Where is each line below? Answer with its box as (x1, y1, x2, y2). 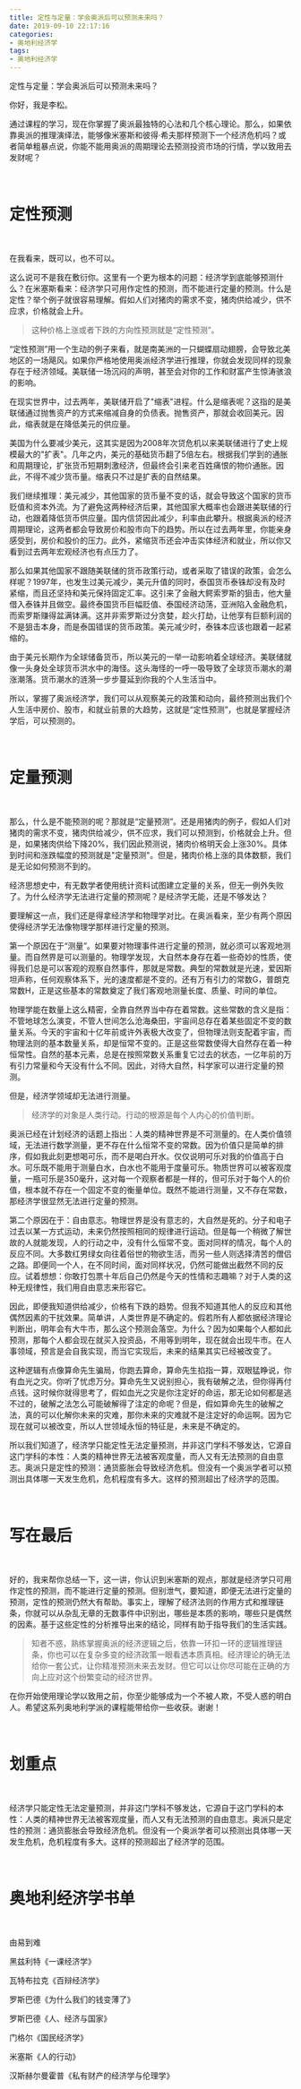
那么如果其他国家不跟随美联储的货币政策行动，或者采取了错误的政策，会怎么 (9, 565, 292, 576)
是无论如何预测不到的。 (9, 861, 96, 872)
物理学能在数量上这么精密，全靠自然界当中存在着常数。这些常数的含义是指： (9, 1004, 292, 1015)
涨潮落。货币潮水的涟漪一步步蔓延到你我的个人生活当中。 (9, 674, 221, 684)
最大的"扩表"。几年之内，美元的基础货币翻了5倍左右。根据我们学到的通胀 (16, 449, 288, 460)
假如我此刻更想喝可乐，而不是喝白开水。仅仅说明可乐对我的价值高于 (24, 1150, 276, 1161)
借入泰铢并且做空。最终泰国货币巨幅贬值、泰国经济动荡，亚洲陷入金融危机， (9, 598, 292, 609)
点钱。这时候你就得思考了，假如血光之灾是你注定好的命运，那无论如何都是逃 (9, 1387, 292, 1397)
